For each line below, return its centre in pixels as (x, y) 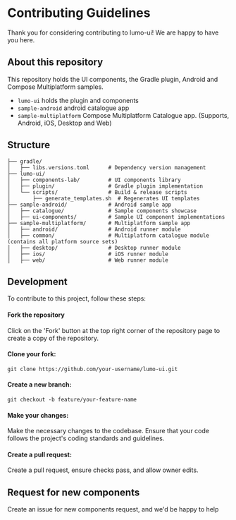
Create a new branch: (39, 385)
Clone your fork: (32, 354)
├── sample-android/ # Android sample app (89, 205)
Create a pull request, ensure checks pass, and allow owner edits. (103, 470)
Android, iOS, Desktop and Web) (64, 123)
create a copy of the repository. (53, 338)
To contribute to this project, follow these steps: (77, 298)
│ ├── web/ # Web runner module (88, 260)
